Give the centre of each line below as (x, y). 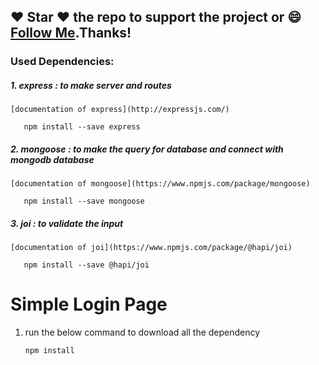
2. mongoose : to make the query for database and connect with (147, 149)
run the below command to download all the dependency (142, 332)
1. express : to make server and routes (91, 85)
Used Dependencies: (62, 62)
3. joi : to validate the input (67, 223)
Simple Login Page (89, 304)
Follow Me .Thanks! (71, 33)
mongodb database (52, 159)
